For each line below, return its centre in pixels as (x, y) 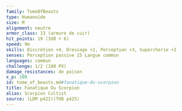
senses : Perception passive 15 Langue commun (62, 55)
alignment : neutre (28, 28)
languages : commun (28, 60)
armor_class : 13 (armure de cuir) (48, 33)
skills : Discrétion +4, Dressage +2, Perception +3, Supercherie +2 (91, 50)
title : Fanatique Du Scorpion (43, 88)
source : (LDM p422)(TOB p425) (43, 99)
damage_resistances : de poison (44, 72)
